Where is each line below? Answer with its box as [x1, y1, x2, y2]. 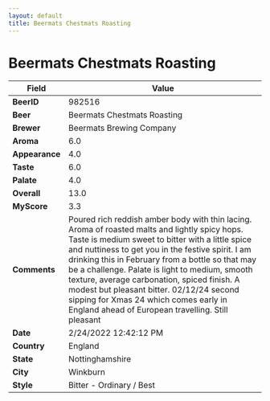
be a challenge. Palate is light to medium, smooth [67, 264, 253, 276]
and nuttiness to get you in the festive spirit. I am [67, 244, 252, 256]
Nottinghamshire [67, 354, 132, 365]
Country [12, 341, 45, 352]
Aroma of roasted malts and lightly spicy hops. [67, 224, 243, 235]
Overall [12, 188, 41, 199]
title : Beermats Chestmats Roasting [8, 19, 131, 27]
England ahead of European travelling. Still [67, 305, 228, 316]
